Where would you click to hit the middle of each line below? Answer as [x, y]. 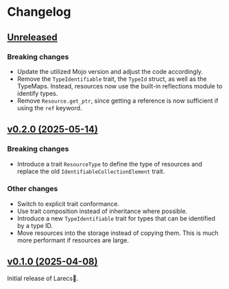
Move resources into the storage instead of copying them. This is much [118, 233]
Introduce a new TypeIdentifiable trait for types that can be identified [116, 218]
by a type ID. [35, 225]
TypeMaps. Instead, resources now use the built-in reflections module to [120, 86]
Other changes [33, 189]
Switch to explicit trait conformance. [68, 203]
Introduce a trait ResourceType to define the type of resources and [109, 164]
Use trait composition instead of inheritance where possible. [102, 211]
